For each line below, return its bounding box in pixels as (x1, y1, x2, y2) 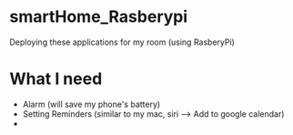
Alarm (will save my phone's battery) (22, 99, 161, 109)
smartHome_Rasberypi (9, 6, 188, 27)
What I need (9, 68, 103, 89)
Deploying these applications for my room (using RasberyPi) (9, 36, 235, 47)
